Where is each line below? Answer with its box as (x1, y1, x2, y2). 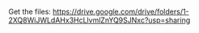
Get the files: (8, 7, 51, 16)
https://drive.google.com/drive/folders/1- (52, 7, 189, 16)
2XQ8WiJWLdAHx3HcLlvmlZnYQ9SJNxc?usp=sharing (8, 15, 191, 25)
